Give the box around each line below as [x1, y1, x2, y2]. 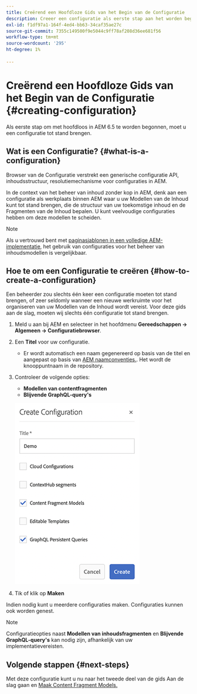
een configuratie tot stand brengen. [6, 129, 92, 136]
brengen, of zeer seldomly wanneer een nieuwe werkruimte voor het [6, 297, 172, 304]
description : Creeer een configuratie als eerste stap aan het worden [6, 15, 182, 22]
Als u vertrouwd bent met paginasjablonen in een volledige [6, 237, 148, 244]
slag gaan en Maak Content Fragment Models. [6, 682, 118, 689]
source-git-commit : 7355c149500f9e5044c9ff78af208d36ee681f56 [6, 28, 161, 34]
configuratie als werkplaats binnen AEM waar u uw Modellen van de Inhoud [6, 195, 189, 202]
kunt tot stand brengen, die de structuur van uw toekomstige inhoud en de [6, 201, 186, 208]
